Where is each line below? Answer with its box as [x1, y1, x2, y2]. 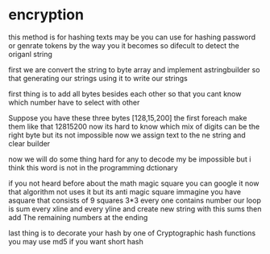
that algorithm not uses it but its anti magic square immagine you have [8, 186, 242, 196]
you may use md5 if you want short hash [8, 236, 143, 246]
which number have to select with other [8, 97, 140, 107]
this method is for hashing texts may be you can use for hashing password [8, 32, 256, 42]
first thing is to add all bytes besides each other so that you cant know [8, 88, 242, 98]
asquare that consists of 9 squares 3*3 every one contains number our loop [8, 195, 262, 205]
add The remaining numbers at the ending [8, 212, 148, 222]
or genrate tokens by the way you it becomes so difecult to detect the [8, 40, 239, 50]
